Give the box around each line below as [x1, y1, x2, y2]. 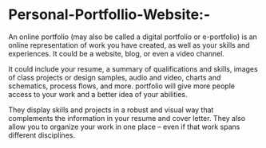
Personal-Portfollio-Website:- [8, 6, 211, 24]
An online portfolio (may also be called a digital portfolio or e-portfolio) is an [8, 32, 258, 41]
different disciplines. [8, 130, 76, 140]
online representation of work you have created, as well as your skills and [8, 40, 250, 49]
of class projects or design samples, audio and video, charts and [8, 72, 221, 82]
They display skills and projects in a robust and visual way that [8, 105, 214, 115]
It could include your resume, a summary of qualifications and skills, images [8, 64, 258, 73]
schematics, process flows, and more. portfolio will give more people [8, 81, 236, 91]
